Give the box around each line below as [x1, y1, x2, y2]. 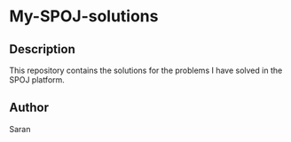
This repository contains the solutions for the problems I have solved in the [9, 65, 283, 75]
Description [9, 42, 75, 57]
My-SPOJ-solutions [9, 6, 159, 27]
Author [9, 100, 49, 115]
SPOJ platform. [9, 75, 65, 85]
